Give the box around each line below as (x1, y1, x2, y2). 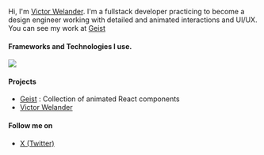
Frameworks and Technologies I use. (8, 41, 132, 51)
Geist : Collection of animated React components (19, 94, 180, 104)
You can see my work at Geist (8, 24, 105, 32)
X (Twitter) (19, 138, 55, 148)
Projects (8, 77, 37, 86)
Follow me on (8, 121, 53, 130)
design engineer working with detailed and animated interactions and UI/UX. (8, 15, 258, 25)
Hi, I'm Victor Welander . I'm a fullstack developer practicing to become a (8, 7, 245, 16)
